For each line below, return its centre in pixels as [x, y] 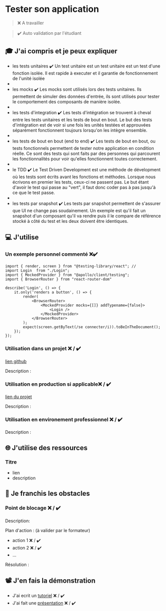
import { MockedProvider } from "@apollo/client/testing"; [67, 275]
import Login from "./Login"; [37, 271]
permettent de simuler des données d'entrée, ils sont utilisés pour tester [86, 96]
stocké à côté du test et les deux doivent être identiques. [70, 221]
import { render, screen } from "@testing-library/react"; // [71, 267]
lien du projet [19, 397]
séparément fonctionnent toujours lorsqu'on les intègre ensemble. [80, 130]
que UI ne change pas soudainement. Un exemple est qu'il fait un [79, 210]
